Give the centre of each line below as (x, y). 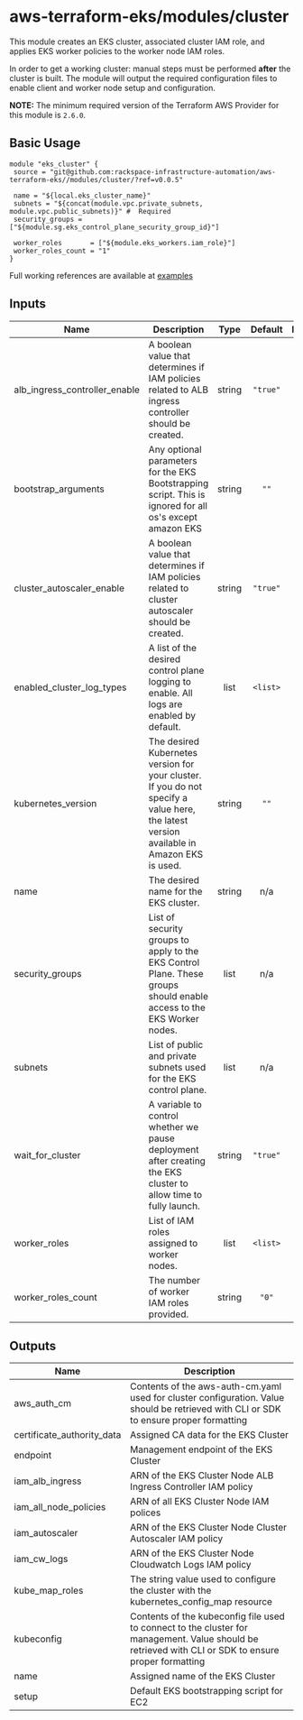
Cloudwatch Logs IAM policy (191, 1565)
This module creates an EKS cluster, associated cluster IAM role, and (137, 41)
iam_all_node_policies (60, 1507)
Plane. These (176, 973)
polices (146, 1513)
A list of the (172, 648)
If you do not (175, 786)
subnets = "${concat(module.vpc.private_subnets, (108, 203)
